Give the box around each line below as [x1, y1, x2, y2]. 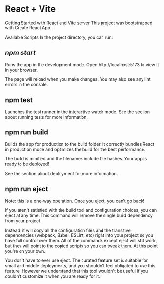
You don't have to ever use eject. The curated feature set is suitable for [5, 258, 148, 263]
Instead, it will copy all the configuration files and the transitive [5, 227, 131, 233]
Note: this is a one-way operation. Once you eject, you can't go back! [5, 198, 145, 204]
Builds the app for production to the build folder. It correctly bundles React [5, 141, 155, 147]
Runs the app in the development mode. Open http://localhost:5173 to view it [5, 61, 159, 67]
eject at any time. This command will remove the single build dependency [5, 212, 153, 219]
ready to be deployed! [5, 161, 50, 167]
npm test [5, 96, 33, 104]
